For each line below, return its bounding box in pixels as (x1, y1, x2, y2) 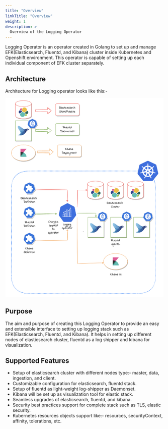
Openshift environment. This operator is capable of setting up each (5, 55, 144, 61)
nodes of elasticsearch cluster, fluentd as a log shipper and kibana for (5, 336, 150, 343)
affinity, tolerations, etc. (12, 418, 62, 424)
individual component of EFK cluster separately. (5, 60, 105, 66)
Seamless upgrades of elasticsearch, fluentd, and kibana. (12, 397, 132, 403)
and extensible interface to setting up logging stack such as (5, 326, 129, 332)
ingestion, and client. (12, 375, 56, 381)
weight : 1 (5, 19, 26, 24)
